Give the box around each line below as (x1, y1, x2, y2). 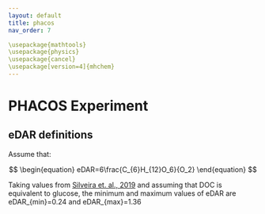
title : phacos (8, 19, 55, 27)
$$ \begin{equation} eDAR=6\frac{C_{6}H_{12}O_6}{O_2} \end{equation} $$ (9, 164, 257, 174)
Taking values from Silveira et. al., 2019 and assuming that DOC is (8, 180, 223, 189)
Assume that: (8, 149, 51, 159)
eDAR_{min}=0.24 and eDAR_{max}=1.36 (8, 197, 142, 206)
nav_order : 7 (8, 26, 51, 34)
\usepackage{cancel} (8, 55, 77, 63)
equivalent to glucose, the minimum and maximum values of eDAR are (8, 188, 237, 198)
